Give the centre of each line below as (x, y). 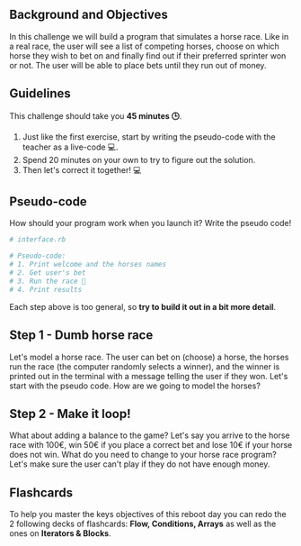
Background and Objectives (89, 15)
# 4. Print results (46, 289)
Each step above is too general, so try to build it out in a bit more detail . (143, 306)
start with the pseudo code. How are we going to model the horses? (135, 386)
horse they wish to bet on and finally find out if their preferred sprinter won (148, 55)
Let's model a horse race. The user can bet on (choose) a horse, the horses (149, 357)
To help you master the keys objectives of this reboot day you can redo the (148, 514)
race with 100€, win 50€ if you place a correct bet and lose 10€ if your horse (151, 445)
